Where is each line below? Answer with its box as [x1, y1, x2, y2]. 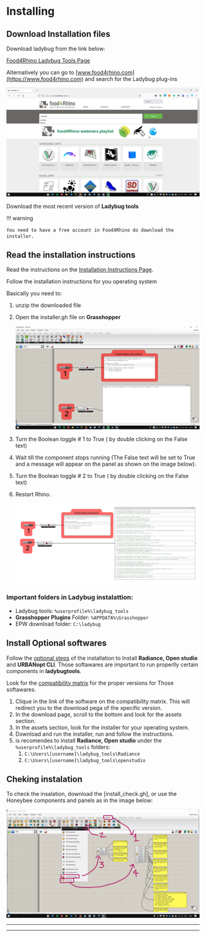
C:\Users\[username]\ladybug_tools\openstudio [24, 757, 146, 763]
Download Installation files [6, 29, 110, 39]
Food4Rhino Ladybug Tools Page [6, 57, 91, 64]
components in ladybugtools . [6, 667, 82, 674]
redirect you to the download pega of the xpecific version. [15, 704, 162, 711]
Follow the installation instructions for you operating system [6, 278, 158, 285]
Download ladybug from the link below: [6, 45, 105, 52]
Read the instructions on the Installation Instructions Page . [6, 266, 154, 274]
